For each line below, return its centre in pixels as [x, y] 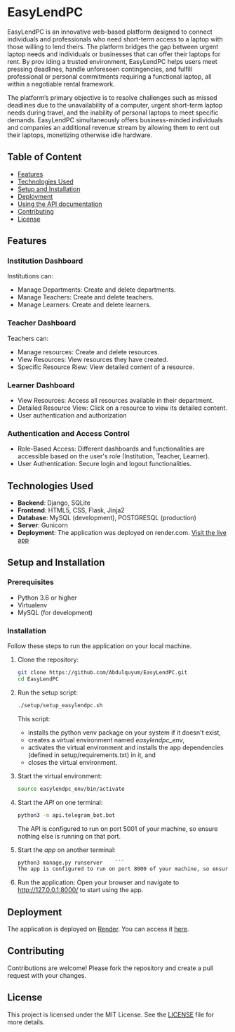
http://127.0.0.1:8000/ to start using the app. [80, 890]
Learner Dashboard [41, 385]
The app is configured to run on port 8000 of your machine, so [113, 869]
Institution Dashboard [45, 261]
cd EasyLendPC [38, 679]
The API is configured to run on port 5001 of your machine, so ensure [117, 828]
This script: [34, 718]
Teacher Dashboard [42, 323]
